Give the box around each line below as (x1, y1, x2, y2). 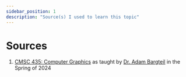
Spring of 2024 (14, 65, 51, 72)
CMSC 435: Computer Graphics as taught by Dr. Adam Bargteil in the (14, 58, 181, 65)
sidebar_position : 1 (6, 8, 57, 15)
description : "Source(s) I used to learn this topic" (6, 14, 140, 20)
